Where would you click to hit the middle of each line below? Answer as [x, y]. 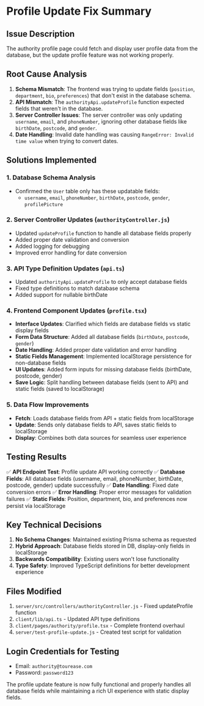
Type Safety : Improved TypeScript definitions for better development [102, 566]
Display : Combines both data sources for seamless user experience [101, 437]
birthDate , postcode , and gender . [56, 128]
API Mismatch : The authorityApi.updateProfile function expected [100, 102]
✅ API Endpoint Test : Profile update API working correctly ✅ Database [96, 472]
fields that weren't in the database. [59, 108]
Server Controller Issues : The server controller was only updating [98, 115]
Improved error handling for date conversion [71, 253]
